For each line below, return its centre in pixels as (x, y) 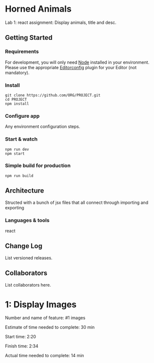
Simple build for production (38, 165)
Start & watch (21, 139)
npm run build (19, 176)
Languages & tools (27, 220)
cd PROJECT (16, 99)
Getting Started (29, 38)
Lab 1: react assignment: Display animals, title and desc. (61, 22)
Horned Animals (38, 9)
